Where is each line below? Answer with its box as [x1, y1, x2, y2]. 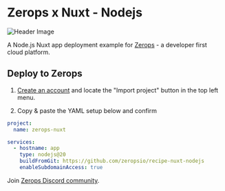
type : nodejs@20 [19, 151, 67, 158]
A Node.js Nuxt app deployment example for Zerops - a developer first [7, 40, 208, 49]
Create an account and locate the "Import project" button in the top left [17, 86, 219, 94]
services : [7, 138, 36, 145]
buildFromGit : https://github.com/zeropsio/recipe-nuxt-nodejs [19, 157, 205, 165]
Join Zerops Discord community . [7, 176, 100, 184]
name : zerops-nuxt [13, 126, 67, 133]
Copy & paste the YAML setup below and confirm [17, 106, 157, 114]
